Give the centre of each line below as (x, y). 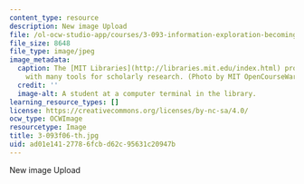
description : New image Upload (68, 26)
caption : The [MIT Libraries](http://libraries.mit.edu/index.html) (149, 69)
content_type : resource (54, 18)
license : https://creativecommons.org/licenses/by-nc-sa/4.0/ (129, 111)
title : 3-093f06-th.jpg (54, 136)
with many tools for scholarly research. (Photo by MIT (133, 77)
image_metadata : (40, 60)
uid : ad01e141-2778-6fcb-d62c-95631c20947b (93, 144)
